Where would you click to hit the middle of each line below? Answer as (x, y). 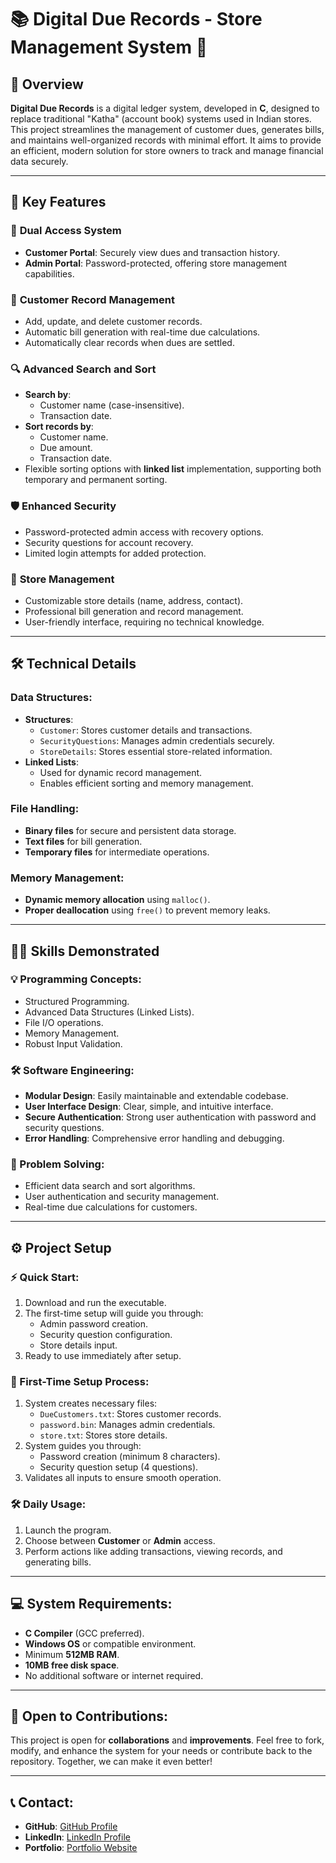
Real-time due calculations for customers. (111, 1207)
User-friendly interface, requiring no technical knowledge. (144, 622)
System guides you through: (83, 1446)
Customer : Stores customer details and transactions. (146, 730)
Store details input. (78, 1345)
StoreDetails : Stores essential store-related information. (156, 751)
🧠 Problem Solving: (57, 1164)
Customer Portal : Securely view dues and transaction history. (152, 252)
